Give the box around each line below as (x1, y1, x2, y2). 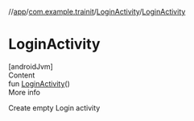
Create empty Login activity (8, 102, 101, 112)
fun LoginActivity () (8, 78, 71, 88)
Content (8, 70, 35, 80)
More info (8, 87, 41, 97)
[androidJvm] (8, 61, 54, 71)
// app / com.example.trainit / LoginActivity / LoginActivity (8, 7, 186, 16)
